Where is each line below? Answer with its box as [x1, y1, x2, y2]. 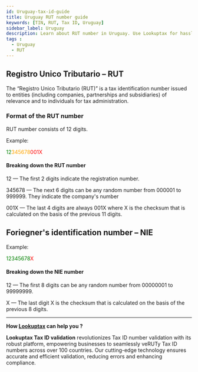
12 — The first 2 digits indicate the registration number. [6, 175, 140, 182]
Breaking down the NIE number [6, 269, 84, 276]
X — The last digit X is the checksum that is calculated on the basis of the [6, 299, 185, 306]
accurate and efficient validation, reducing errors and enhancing [6, 353, 163, 360]
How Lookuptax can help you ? [6, 323, 83, 330]
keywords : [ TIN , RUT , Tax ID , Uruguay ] [6, 20, 104, 25]
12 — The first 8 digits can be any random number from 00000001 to [6, 282, 173, 289]
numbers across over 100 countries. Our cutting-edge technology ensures [6, 347, 187, 354]
